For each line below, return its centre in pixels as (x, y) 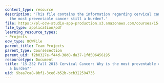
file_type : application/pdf (34, 28)
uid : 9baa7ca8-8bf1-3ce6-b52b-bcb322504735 (50, 73)
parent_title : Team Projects (35, 46)
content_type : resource (29, 10)
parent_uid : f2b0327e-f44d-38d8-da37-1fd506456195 (58, 55)
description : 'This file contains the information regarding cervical (78, 14)
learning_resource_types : (31, 32)
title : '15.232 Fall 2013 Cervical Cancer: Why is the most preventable (81, 64)
